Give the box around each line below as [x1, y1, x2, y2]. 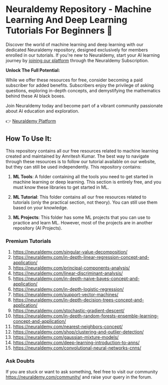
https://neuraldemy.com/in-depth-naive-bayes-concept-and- [12, 276, 139, 282]
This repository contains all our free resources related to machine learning [5, 148, 159, 154]
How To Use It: [5, 135, 52, 143]
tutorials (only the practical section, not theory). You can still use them [12, 199, 158, 205]
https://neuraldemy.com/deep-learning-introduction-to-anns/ [12, 340, 139, 346]
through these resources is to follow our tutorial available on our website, [5, 158, 156, 164]
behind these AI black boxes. [5, 93, 65, 99]
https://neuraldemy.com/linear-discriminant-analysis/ [12, 270, 123, 277]
